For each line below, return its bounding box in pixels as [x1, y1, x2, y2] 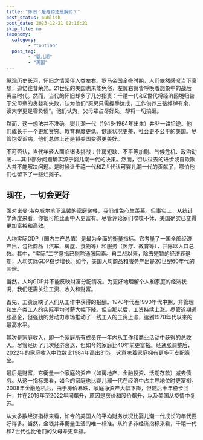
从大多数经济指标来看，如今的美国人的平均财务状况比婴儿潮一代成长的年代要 [6, 412, 197, 420]
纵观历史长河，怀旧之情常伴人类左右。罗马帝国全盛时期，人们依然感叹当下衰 [6, 77, 197, 84]
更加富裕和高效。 [6, 222, 49, 230]
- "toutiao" [28, 43, 59, 49]
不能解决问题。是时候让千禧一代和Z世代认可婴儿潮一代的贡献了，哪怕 [16, 163, 190, 170]
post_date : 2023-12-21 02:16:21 [6, 20, 88, 26]
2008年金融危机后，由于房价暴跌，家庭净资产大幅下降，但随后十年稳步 [6, 384, 184, 392]
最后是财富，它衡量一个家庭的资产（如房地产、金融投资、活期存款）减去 [6, 369, 186, 377]
